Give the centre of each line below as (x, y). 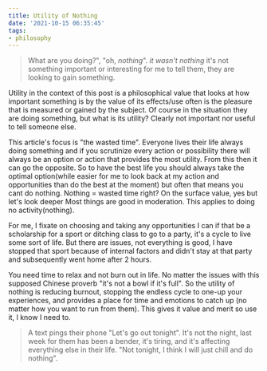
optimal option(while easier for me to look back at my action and (114, 176)
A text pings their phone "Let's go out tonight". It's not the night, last (140, 333)
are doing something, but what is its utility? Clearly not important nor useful (132, 118)
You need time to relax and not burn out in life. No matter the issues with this (134, 275)
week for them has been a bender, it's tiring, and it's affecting (129, 341)
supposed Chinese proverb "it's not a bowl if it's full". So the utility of (122, 283)
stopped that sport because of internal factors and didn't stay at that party (130, 251)
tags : (17, 30)
